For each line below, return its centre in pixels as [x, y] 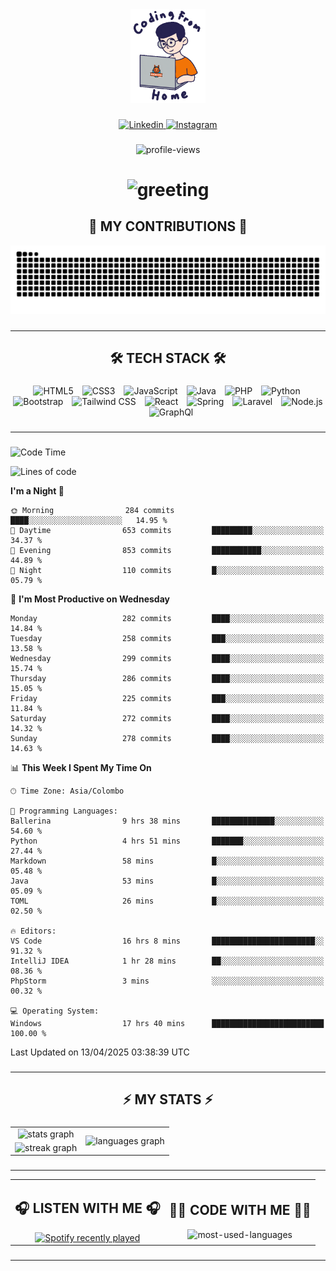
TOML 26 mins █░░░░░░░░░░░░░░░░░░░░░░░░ [167, 901]
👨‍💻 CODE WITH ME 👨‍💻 [240, 1210]
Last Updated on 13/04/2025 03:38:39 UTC [100, 1052]
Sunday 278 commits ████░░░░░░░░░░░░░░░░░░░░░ [167, 738]
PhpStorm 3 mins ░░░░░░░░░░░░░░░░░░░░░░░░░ [167, 981]
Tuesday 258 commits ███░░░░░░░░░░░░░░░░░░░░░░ [167, 638]
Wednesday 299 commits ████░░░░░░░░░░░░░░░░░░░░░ [167, 658]
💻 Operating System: [55, 1011]
